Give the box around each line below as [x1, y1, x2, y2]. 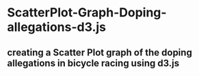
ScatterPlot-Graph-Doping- [7, 5, 167, 21]
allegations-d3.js [7, 19, 107, 35]
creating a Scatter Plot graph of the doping [7, 47, 193, 58]
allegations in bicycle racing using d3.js [7, 57, 180, 69]
